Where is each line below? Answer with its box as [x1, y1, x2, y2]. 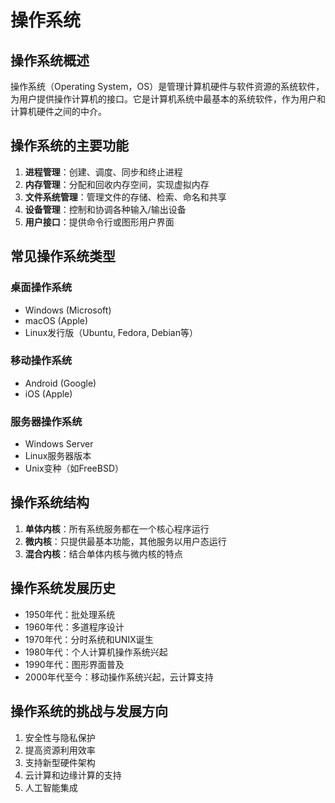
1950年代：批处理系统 [24, 608, 116, 620]
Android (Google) [24, 377, 97, 389]
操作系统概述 [10, 52, 90, 69]
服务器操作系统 [10, 414, 83, 428]
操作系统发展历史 [10, 580, 116, 597]
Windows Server [24, 438, 94, 450]
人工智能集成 [24, 781, 78, 793]
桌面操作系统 [10, 281, 73, 295]
